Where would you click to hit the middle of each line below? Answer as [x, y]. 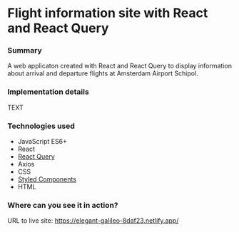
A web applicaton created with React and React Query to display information [119, 66]
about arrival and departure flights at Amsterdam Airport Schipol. [103, 73]
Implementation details [48, 92]
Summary [25, 51]
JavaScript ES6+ [42, 142]
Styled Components [47, 179]
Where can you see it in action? [63, 205]
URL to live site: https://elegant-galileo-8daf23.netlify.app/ [93, 221]
